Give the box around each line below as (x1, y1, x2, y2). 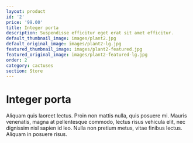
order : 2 (6, 57, 27, 63)
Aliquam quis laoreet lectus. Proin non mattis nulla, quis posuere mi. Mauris (6, 112, 187, 119)
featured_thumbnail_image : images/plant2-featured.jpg (6, 47, 143, 52)
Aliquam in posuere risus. (6, 131, 67, 138)
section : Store (6, 68, 43, 74)
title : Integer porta (6, 24, 59, 31)
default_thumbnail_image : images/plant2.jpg (6, 35, 116, 41)
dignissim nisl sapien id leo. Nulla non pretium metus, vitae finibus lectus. (6, 124, 182, 131)
